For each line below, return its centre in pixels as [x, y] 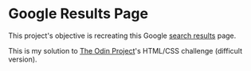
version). [23, 59]
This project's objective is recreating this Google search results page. [122, 35]
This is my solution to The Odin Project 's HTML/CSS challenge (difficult [125, 50]
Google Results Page [78, 14]
